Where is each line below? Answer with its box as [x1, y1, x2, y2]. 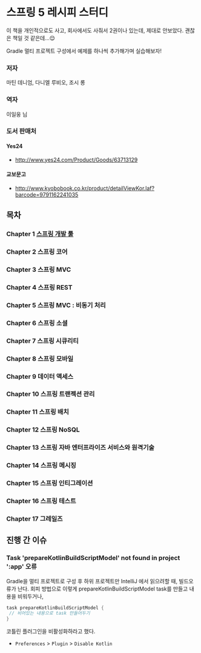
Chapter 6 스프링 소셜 [6, 319, 68, 327]
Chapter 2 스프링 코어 [6, 248, 68, 256]
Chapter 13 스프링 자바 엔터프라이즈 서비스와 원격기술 [6, 444, 155, 452]
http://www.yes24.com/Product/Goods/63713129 [15, 156, 138, 163]
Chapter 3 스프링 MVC [6, 265, 71, 274]
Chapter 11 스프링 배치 [6, 408, 70, 416]
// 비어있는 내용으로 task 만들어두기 [8, 611, 90, 617]
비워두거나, [17, 592, 44, 600]
